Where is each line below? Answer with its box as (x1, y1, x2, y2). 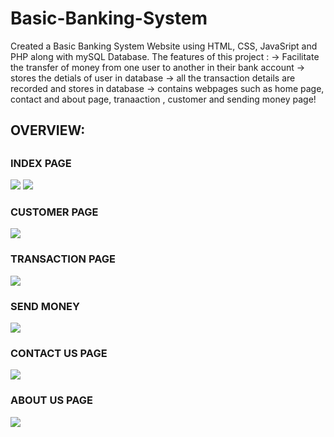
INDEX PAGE (10, 156, 72, 170)
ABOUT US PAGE (10, 393, 93, 407)
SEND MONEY (10, 299, 81, 313)
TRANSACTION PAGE (10, 252, 116, 266)
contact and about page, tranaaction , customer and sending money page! (10, 93, 317, 105)
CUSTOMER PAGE (10, 205, 99, 219)
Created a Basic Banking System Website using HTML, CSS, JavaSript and (10, 40, 318, 52)
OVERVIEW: (10, 122, 86, 139)
